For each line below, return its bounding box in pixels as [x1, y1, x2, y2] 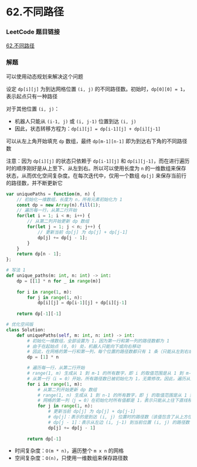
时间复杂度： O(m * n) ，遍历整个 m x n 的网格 [14, 447, 124, 454]
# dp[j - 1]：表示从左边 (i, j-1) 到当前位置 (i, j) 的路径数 [47, 419, 190, 425]
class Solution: [6, 327, 46, 332]
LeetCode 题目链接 [6, 28, 60, 36]
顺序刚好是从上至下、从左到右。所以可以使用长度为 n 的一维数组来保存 [16, 164, 186, 172]
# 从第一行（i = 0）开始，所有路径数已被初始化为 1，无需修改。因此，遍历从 [27, 375, 191, 382]
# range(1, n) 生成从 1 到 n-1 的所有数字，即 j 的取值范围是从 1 [37, 392, 188, 398]
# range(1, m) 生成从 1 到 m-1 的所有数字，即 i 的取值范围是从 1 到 [27, 371, 184, 377]
